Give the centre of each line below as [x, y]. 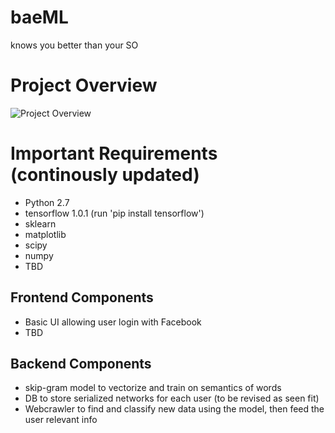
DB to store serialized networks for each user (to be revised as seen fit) [172, 398]
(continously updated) [105, 175]
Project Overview [84, 85]
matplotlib [45, 234]
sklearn [40, 223]
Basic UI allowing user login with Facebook [113, 322]
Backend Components [81, 364]
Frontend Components [82, 297]
